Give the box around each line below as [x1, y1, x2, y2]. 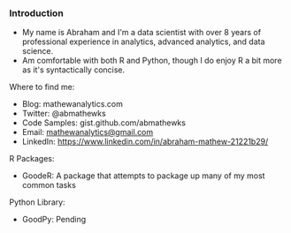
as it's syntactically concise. [21, 64, 126, 75]
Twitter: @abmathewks [21, 109, 106, 119]
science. [21, 46, 54, 56]
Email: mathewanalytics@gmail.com [21, 127, 154, 138]
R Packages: [9, 154, 55, 164]
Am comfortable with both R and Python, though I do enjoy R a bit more [21, 56, 282, 66]
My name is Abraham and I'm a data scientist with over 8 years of [21, 27, 262, 38]
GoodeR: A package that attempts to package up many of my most [21, 170, 265, 181]
